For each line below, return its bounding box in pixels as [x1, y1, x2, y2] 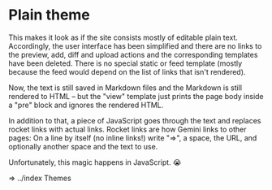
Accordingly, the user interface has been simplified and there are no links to [8, 41, 262, 50]
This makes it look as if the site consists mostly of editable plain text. [8, 32, 238, 42]
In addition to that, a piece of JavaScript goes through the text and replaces [8, 115, 261, 125]
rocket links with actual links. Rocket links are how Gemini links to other [8, 124, 247, 134]
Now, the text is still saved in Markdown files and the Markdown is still [8, 83, 242, 93]
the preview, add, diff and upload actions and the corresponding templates [8, 50, 258, 59]
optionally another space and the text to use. [8, 141, 158, 151]
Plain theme [8, 6, 91, 24]
